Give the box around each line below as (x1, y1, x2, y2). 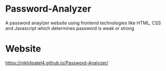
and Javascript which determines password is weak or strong (5, 25, 134, 31)
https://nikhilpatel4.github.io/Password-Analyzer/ (5, 59, 108, 66)
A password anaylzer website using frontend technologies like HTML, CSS (5, 20, 161, 26)
